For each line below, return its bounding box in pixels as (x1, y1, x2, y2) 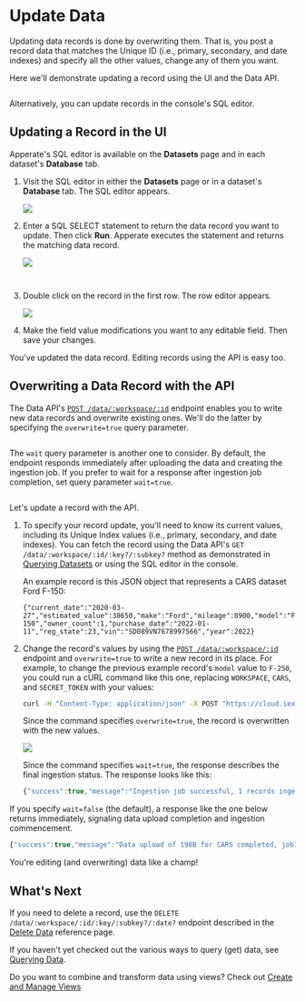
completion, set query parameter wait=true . (9, 476, 174, 487)
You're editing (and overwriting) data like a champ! (9, 856, 199, 868)
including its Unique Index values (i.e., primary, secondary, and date (22, 529, 277, 540)
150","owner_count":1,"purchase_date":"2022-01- (22, 619, 211, 628)
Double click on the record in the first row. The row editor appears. (22, 290, 272, 301)
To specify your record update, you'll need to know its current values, (22, 519, 283, 530)
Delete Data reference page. (9, 926, 115, 937)
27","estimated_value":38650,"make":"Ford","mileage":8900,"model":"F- (22, 611, 300, 620)
